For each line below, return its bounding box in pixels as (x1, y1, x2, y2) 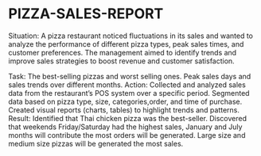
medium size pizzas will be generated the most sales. (8, 139, 184, 148)
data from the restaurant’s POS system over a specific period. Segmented (8, 88, 250, 97)
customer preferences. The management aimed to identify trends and (8, 48, 237, 57)
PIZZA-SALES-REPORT (8, 5, 164, 23)
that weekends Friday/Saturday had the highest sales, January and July (8, 122, 243, 131)
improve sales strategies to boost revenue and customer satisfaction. (8, 56, 235, 66)
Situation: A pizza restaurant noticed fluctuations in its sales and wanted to (8, 31, 253, 40)
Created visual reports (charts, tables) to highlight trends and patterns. (8, 105, 240, 115)
